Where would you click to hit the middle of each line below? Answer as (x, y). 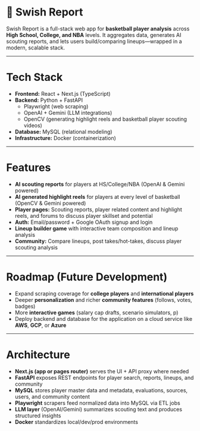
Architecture (38, 355)
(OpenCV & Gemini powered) (50, 203)
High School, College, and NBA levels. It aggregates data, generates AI (94, 35)
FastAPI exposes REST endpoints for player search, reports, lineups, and (104, 377)
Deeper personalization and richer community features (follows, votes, (103, 299)
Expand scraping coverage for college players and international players (104, 293)
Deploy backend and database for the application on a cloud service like (103, 318)
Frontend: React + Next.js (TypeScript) (63, 93)
